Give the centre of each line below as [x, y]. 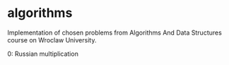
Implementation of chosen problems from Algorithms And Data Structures [115, 32]
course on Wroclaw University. [52, 40]
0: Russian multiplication [43, 54]
